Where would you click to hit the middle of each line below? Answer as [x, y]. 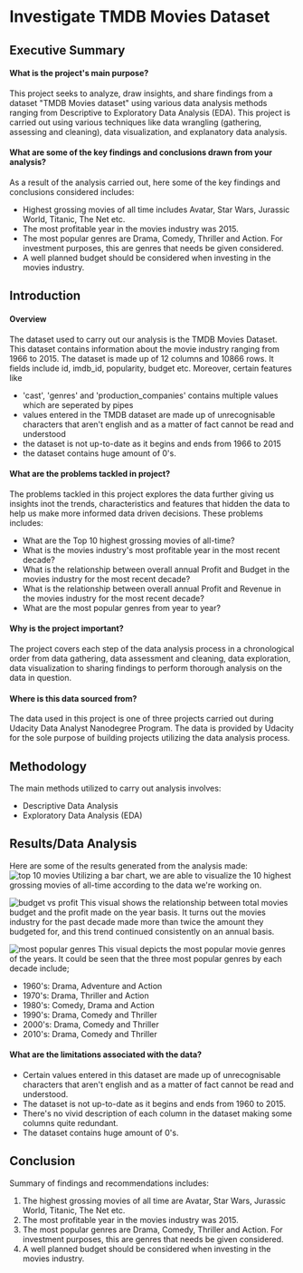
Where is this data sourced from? [73, 698]
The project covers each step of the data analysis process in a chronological [152, 648]
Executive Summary [67, 50]
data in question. [41, 677]
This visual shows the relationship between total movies [184, 902]
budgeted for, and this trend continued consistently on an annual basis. [142, 931]
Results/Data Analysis [73, 844]
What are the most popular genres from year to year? [122, 607]
